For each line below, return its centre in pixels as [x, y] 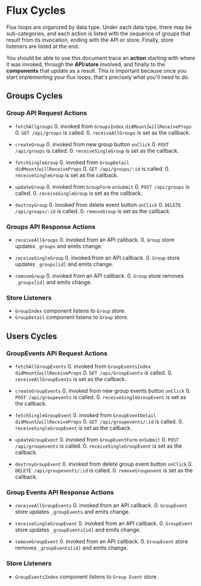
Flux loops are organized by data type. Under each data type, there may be [99, 27]
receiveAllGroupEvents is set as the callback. [71, 379]
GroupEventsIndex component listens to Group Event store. [86, 576]
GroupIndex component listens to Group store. [70, 311]
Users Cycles [32, 336]
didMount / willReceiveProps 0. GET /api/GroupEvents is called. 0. [94, 373]
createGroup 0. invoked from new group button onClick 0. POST [92, 144]
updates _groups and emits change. [59, 246]
